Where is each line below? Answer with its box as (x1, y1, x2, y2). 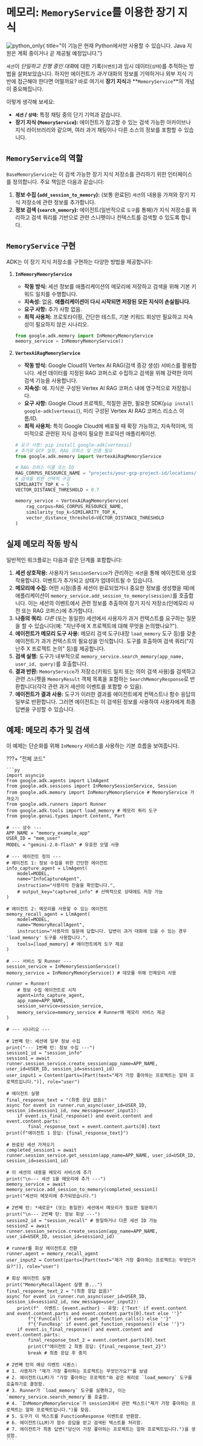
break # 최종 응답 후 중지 (28, 1350, 87, 1356)
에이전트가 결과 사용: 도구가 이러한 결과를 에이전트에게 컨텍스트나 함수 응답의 (14, 690, 196, 698)
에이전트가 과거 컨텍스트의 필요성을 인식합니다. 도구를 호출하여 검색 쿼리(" (14, 637, 189, 644)
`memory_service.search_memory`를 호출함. (6, 1394, 110, 1400)
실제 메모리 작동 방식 (6, 539, 78, 549)
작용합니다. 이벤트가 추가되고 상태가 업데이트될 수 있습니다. (14, 576, 154, 584)
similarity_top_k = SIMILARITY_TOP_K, (26, 509, 118, 516)
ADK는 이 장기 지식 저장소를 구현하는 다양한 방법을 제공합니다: (6, 258, 153, 265)
